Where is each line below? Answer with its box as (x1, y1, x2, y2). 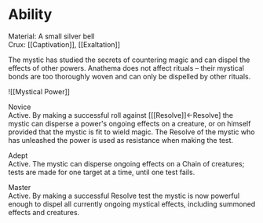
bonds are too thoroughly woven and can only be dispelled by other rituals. (8, 71, 251, 81)
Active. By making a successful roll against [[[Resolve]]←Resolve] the (8, 110, 234, 119)
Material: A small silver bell (8, 31, 95, 41)
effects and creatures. (8, 207, 80, 217)
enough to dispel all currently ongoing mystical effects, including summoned (8, 199, 256, 209)
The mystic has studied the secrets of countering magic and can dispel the (8, 55, 250, 64)
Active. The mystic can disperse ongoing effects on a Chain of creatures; (8, 159, 245, 168)
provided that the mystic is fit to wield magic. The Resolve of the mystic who (8, 127, 255, 137)
